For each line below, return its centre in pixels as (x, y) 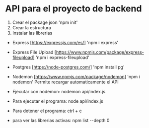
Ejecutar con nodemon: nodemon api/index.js (59, 91)
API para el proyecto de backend (74, 9)
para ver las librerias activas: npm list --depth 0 (61, 120)
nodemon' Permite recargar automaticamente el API (66, 82)
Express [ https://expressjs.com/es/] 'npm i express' (65, 42)
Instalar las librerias (32, 33)
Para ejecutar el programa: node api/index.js (58, 101)
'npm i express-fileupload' (62, 57)
